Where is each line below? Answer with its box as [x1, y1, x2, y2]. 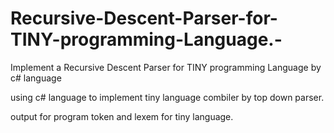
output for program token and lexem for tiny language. [10, 110, 234, 122]
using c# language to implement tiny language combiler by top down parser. [10, 91, 325, 103]
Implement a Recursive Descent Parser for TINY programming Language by [10, 61, 322, 73]
